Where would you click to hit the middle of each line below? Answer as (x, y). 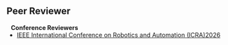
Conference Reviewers (44, 27)
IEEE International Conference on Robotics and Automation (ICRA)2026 (118, 35)
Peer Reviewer (39, 11)
